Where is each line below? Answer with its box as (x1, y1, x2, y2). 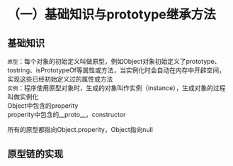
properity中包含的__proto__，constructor (7, 111, 126, 118)
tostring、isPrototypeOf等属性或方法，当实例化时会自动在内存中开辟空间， (7, 66, 225, 74)
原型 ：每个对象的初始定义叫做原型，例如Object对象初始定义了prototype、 (7, 57, 221, 65)
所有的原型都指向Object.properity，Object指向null (7, 126, 154, 133)
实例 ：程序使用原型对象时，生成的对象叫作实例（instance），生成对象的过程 (7, 84, 226, 92)
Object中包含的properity (7, 101, 79, 110)
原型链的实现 (7, 148, 64, 160)
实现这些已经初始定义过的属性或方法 (7, 75, 113, 83)
